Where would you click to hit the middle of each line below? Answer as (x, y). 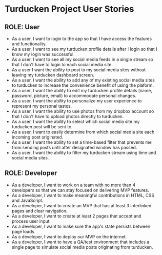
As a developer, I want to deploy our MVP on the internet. (69, 236)
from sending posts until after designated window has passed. (74, 147)
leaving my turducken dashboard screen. (53, 75)
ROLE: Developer (31, 173)
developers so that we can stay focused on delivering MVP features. (80, 190)
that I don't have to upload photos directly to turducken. (68, 116)
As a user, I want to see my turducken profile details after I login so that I (84, 49)
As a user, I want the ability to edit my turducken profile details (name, (82, 90)
